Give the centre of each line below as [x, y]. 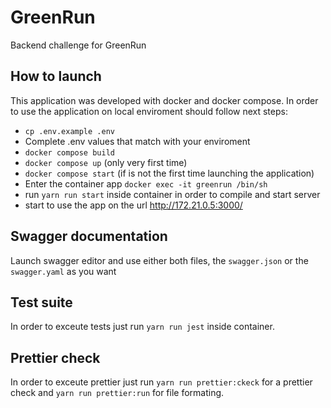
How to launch [56, 76]
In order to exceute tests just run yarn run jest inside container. [142, 327]
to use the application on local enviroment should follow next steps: [149, 111]
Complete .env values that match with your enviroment [137, 141]
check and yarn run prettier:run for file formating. [117, 393]
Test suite [41, 302]
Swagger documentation [89, 236]
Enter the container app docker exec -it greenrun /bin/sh [146, 183]
